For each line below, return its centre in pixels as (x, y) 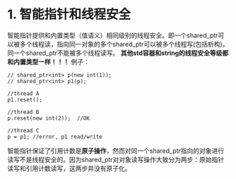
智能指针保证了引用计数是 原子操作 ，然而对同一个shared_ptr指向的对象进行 (116, 150)
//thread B (23, 112)
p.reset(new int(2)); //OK (49, 118)
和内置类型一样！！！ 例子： (48, 61)
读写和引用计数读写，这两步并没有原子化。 (69, 168)
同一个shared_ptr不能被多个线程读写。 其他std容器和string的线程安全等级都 (118, 53)
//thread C (23, 130)
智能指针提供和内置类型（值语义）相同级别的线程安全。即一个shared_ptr (113, 35)
